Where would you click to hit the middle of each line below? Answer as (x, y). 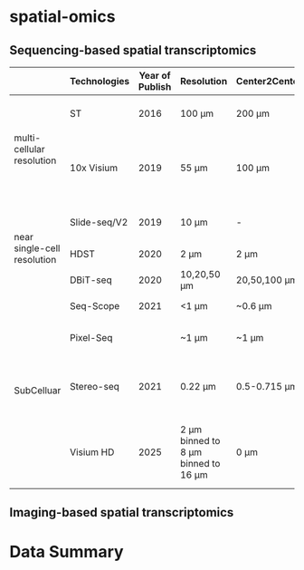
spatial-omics (62, 17)
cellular (29, 149)
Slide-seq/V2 (99, 222)
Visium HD (92, 452)
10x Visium (94, 168)
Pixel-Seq (91, 338)
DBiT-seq (90, 280)
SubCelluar (38, 390)
